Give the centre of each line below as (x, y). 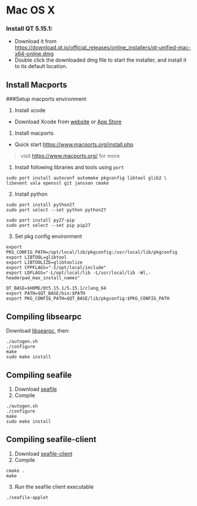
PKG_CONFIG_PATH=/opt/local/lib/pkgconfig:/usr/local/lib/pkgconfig (92, 252)
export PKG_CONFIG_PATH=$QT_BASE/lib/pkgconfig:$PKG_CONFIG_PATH (88, 299)
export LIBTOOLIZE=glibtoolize (44, 263)
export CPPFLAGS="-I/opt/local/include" (56, 268)
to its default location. (41, 66)
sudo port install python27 (41, 205)
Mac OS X (31, 10)
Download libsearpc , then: (38, 331)
